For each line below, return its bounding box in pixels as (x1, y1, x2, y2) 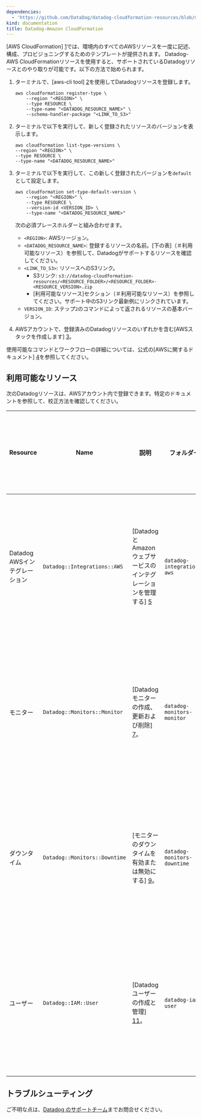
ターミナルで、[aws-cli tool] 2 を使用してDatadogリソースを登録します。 (14, 78, 194, 86)
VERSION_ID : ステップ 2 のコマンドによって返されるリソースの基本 (23, 305, 183, 312)
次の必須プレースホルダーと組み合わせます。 (14, 221, 125, 229)
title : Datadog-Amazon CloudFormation (6, 25, 103, 32)
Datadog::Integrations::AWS (43, 563, 123, 570)
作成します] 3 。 (35, 333, 75, 341)
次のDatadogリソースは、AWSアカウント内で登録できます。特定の (6, 390, 170, 397)
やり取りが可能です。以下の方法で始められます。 (26, 66, 147, 73)
